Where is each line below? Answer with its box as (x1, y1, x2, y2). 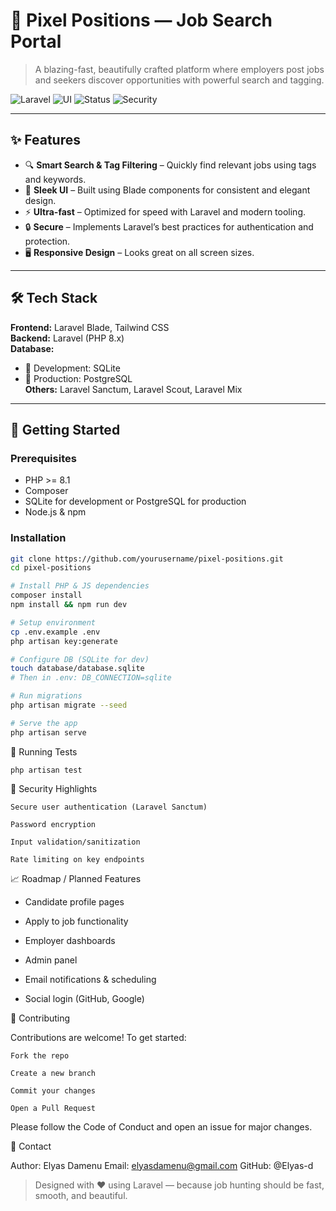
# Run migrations (10, 691, 83, 701)
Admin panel (24, 954, 78, 966)
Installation (10, 531, 67, 545)
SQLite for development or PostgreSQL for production (24, 495, 247, 508)
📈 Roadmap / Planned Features (10, 872, 142, 884)
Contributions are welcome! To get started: (10, 1031, 187, 1043)
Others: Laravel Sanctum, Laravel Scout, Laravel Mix (24, 383, 243, 395)
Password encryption (10, 819, 97, 829)
